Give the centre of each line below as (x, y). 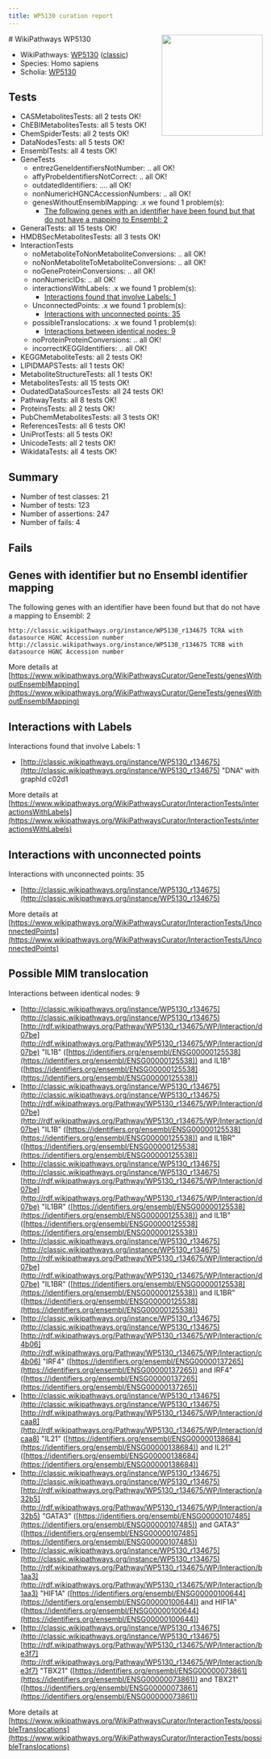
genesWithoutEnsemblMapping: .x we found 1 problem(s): (128, 202)
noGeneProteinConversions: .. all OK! (94, 271)
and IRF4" (216, 1370)
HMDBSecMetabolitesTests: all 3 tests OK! (90, 237)
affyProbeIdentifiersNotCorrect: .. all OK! (100, 177)
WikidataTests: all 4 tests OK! (68, 452)
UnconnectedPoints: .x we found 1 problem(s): (109, 306)
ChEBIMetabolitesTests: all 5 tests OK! (83, 125)
